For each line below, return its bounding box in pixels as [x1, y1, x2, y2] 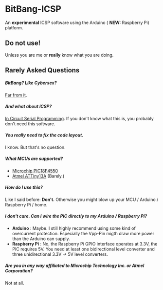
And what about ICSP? [5, 103, 52, 109]
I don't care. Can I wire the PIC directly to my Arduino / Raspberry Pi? [5, 213, 147, 219]
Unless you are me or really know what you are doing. [5, 52, 114, 58]
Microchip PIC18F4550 [12, 168, 58, 174]
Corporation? [5, 268, 33, 273]
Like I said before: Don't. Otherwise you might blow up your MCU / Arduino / [5, 197, 159, 202]
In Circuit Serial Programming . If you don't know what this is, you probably [5, 116, 154, 122]
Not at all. [5, 280, 24, 286]
